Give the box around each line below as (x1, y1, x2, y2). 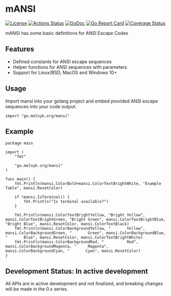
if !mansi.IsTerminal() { (14, 194, 70, 200)
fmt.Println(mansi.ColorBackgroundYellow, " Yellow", (14, 226, 145, 231)
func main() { (5, 176, 36, 182)
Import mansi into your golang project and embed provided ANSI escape (5, 98, 158, 104)
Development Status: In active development (5, 267, 148, 275)
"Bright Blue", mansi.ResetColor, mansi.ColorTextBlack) (5, 222, 130, 227)
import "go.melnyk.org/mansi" (5, 113, 70, 119)
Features (5, 45, 34, 54)
